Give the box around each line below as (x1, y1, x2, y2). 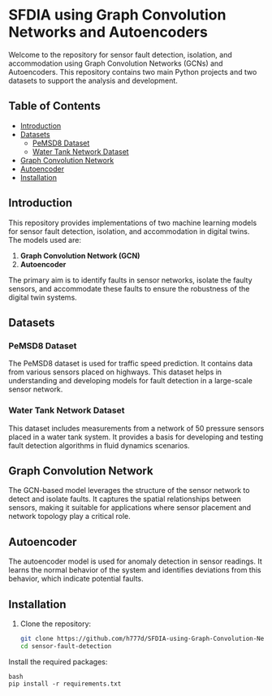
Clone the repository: (19, 619, 92, 629)
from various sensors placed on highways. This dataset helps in (8, 367, 222, 377)
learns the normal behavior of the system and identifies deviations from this (8, 565, 261, 575)
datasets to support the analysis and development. (8, 76, 179, 85)
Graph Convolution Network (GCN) (19, 250, 140, 261)
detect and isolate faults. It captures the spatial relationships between (8, 494, 241, 504)
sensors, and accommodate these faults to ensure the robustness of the (8, 283, 250, 293)
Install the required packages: (8, 656, 108, 667)
